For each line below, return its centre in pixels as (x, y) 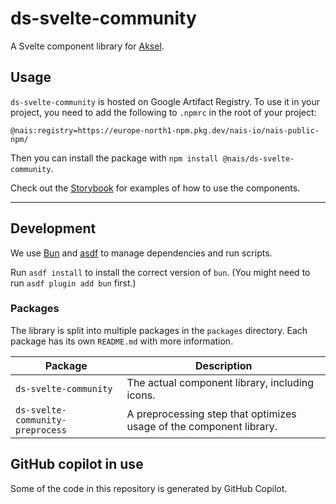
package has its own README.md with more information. (122, 341)
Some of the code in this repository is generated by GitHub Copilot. (149, 488)
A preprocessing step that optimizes (211, 414)
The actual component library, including (220, 382)
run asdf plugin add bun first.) (73, 283)
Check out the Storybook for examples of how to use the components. (155, 188)
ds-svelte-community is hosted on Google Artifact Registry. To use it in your (165, 101)
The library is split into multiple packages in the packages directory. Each (159, 330)
